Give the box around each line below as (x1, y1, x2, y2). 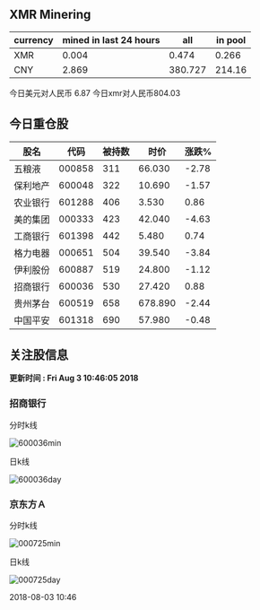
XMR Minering (9, 7, 91, 22)
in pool (216, 33, 247, 46)
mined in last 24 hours (62, 33, 160, 46)
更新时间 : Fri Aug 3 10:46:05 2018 (9, 372, 139, 384)
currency (13, 33, 54, 46)
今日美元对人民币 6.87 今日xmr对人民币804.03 (9, 87, 181, 98)
